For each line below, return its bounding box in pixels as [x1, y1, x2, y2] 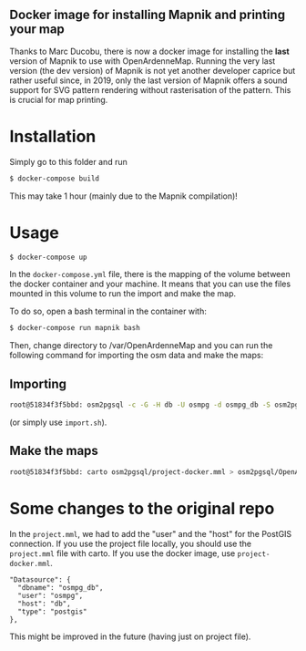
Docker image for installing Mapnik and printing [9, 7, 285, 23]
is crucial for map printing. [9, 94, 108, 105]
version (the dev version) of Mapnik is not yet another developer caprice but [9, 65, 296, 76]
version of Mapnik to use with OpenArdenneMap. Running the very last [9, 55, 276, 67]
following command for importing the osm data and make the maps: [9, 350, 264, 361]
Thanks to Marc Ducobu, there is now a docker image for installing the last [9, 46, 290, 57]
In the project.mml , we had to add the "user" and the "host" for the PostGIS [9, 528, 292, 539]
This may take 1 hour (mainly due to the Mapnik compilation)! [9, 191, 239, 201]
